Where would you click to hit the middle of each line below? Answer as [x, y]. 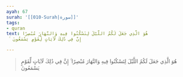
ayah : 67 [17, 12]
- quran [16, 28]
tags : [13, 23]
